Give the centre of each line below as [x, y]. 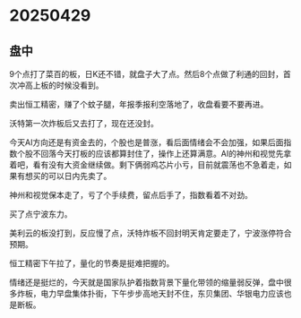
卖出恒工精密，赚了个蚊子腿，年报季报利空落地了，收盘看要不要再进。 [139, 104]
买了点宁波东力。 [41, 214]
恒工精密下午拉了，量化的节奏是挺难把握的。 [92, 263]
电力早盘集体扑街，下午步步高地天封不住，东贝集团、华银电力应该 [162, 293]
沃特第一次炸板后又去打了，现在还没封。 [84, 123]
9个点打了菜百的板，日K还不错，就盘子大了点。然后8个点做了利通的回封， [146, 74]
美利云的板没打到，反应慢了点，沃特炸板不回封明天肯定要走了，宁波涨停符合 [150, 233]
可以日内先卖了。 [80, 176]
